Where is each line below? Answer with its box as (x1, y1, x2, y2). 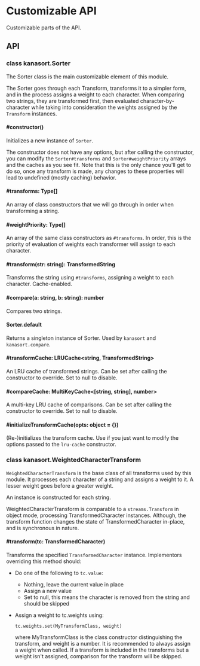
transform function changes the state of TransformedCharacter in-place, (6, 518, 185, 525)
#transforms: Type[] (6, 187, 58, 195)
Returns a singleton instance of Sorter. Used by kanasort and (6, 334, 156, 342)
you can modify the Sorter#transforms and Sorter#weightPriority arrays (6, 154, 186, 162)
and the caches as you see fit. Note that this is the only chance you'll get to (6, 161, 192, 168)
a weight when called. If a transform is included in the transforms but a (14, 646, 189, 653)
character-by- (140, 97, 175, 104)
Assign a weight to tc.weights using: (14, 612, 104, 619)
